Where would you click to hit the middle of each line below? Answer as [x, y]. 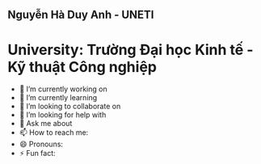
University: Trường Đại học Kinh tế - [130, 50]
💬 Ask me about [46, 124]
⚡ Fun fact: [37, 153]
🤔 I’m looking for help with [63, 115]
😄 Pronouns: [41, 144]
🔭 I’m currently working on [63, 89]
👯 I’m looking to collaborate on [70, 107]
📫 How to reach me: [54, 132]
